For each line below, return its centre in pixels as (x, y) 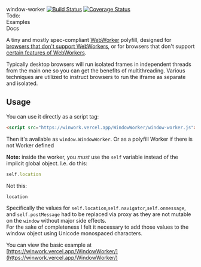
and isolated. (22, 83)
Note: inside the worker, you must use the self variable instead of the (92, 157)
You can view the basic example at (49, 245)
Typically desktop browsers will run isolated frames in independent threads (99, 64)
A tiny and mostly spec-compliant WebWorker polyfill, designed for (89, 40)
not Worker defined (30, 145)
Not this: (17, 186)
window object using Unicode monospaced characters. (74, 233)
